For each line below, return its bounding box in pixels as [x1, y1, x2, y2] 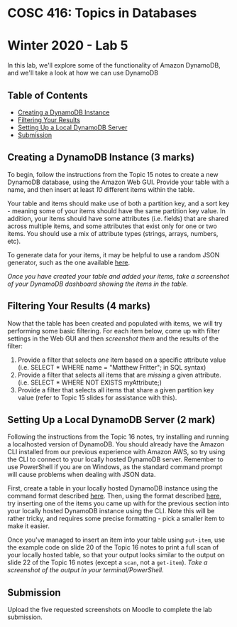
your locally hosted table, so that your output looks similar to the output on [7, 551, 225, 559]
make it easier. [7, 522, 50, 530]
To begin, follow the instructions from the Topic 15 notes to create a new [7, 170, 219, 178]
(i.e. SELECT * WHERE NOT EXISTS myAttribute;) [17, 378, 162, 387]
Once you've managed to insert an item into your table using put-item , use [7, 535, 226, 545]
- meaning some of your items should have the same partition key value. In [7, 206, 226, 215]
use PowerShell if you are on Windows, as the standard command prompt [7, 463, 223, 471]
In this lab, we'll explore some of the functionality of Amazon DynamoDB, [7, 61, 221, 70]
